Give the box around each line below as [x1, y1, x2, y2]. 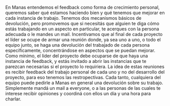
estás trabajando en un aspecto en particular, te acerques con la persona [5, 26, 159, 32]
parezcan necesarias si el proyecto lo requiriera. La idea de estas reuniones [5, 63, 165, 69]
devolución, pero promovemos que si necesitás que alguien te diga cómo [5, 20, 160, 26]
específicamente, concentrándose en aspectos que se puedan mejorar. [5, 48, 156, 53]
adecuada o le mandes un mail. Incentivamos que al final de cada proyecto [5, 31, 163, 37]
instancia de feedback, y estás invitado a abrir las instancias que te [5, 58, 147, 64]
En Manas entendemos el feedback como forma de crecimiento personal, [5, 5, 160, 10]
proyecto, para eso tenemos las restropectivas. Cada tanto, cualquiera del [5, 75, 161, 80]
